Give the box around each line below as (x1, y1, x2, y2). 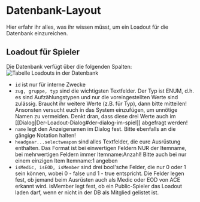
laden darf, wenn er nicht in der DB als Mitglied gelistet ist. (14, 189, 159, 196)
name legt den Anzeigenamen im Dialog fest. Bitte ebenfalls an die (14, 125, 176, 132)
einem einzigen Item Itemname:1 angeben (14, 157, 118, 164)
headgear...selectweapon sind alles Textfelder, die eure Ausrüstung (14, 138, 181, 145)
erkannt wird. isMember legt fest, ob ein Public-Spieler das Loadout (14, 182, 183, 189)
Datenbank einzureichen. (6, 29, 68, 36)
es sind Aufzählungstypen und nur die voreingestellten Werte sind (14, 93, 178, 100)
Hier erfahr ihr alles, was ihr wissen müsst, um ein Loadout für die (6, 23, 169, 30)
